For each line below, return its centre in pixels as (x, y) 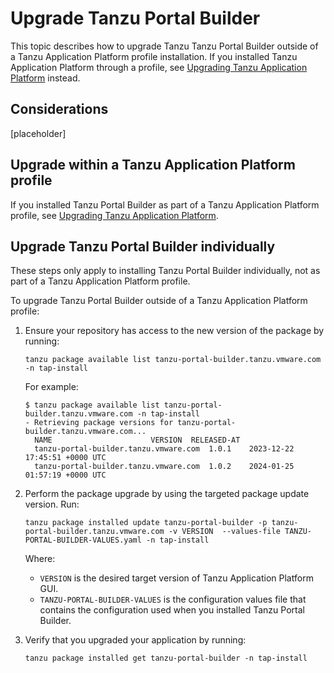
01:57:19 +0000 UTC (65, 475)
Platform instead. (45, 78)
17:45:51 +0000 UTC (65, 458)
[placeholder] (38, 133)
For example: (51, 387)
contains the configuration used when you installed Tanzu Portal (172, 610)
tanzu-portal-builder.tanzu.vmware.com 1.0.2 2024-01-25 (164, 467)
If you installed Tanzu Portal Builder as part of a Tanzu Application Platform (165, 204)
